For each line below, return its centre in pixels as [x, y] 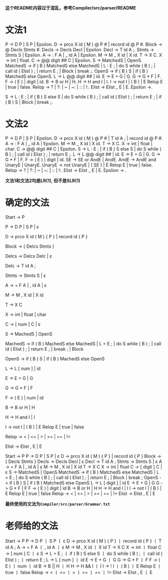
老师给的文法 [32, 526]
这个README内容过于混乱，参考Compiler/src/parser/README [71, 8]
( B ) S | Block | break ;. [29, 102]
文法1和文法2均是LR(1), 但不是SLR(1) [43, 180]
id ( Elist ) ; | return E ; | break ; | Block [44, 349]
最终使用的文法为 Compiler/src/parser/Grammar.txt [58, 504]
